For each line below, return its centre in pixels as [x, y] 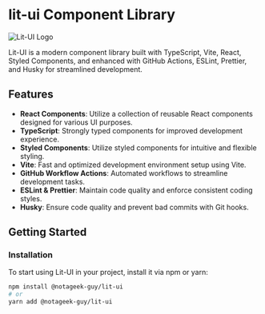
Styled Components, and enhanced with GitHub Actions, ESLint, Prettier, [128, 61]
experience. [40, 139]
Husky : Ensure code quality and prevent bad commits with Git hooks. [135, 207]
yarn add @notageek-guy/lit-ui [60, 302]
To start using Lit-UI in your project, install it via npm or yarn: [108, 272]
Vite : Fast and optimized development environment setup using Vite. [133, 165]
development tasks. [52, 181]
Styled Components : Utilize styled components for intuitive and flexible [139, 147]
